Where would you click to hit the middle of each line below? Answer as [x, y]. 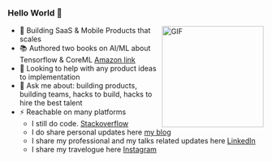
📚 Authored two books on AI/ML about [85, 49]
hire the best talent [51, 103]
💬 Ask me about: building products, [78, 86]
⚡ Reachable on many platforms [73, 112]
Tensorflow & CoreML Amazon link [77, 60]
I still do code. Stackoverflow [80, 124]
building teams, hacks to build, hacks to [86, 94]
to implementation [50, 77]
